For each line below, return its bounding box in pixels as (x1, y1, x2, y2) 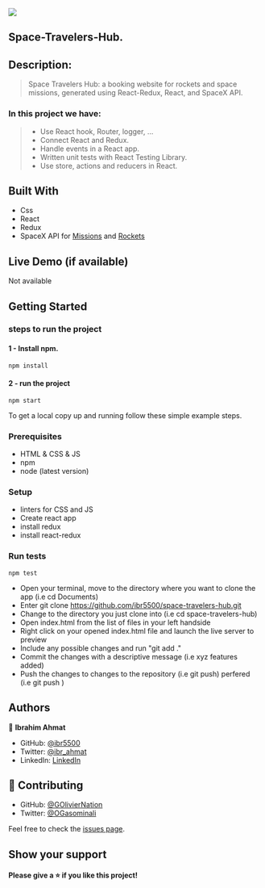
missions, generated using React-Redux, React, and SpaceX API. (27, 88, 243, 98)
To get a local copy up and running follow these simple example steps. (8, 410, 242, 420)
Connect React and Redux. (39, 135, 130, 145)
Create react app (19, 513, 77, 523)
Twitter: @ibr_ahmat (19, 747, 87, 756)
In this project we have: (8, 108, 102, 119)
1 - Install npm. (8, 344, 59, 354)
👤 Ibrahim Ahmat (8, 723, 66, 732)
